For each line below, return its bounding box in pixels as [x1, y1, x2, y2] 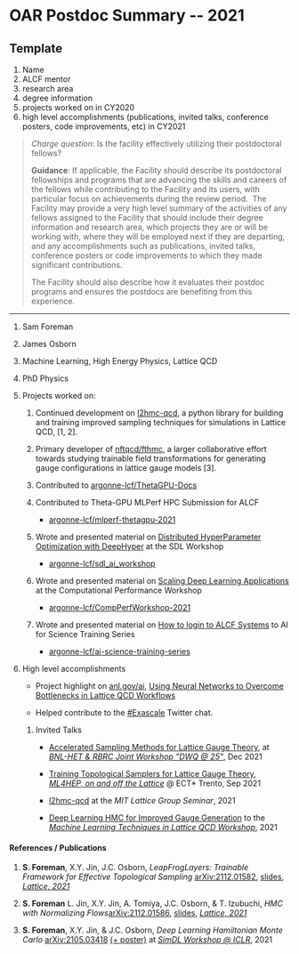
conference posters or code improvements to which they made [30, 250, 263, 261]
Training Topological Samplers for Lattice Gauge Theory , [48, 769, 256, 779]
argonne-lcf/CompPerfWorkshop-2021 [48, 602, 191, 612]
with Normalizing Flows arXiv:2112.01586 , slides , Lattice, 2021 [21, 908, 247, 918]
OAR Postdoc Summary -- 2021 [9, 5, 245, 26]
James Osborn [21, 339, 77, 349]
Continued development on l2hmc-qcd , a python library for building [35, 408, 284, 418]
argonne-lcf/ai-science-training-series [48, 646, 191, 657]
